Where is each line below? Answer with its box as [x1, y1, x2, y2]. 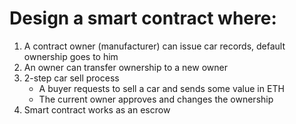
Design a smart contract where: [9, 7, 277, 30]
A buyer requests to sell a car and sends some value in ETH [38, 82, 285, 94]
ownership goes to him [23, 50, 119, 62]
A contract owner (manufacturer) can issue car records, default [23, 40, 286, 52]
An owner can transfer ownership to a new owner [23, 61, 228, 73]
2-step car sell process [23, 72, 120, 84]
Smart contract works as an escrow [23, 103, 171, 116]
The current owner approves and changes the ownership [38, 93, 274, 105]
